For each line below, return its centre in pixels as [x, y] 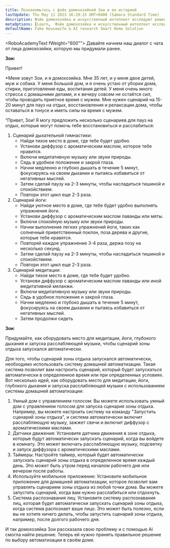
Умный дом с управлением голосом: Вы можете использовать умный [88, 401]
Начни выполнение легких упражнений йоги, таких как [80, 227]
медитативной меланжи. [47, 286]
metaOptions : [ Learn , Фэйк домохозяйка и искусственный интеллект [78, 24]
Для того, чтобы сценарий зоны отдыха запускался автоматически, [79, 359]
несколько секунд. [40, 248]
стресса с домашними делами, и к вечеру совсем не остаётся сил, [78, 94]
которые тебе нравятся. [46, 238]
